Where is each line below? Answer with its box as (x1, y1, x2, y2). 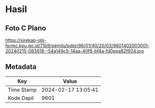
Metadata (5, 62, 37, 71)
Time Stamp (8, 86, 37, 93)
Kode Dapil (8, 94, 34, 101)
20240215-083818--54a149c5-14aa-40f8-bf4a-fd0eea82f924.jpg (5, 48, 144, 54)
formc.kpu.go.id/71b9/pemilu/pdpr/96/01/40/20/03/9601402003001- (5, 43, 150, 49)
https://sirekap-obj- (5, 37, 47, 43)
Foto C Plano (5, 24, 46, 32)
